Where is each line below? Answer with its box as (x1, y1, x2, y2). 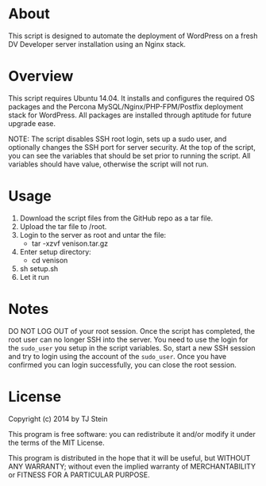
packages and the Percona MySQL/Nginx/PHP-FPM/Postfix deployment (8, 101, 244, 111)
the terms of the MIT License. (8, 438, 105, 447)
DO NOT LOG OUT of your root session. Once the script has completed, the (8, 326, 256, 335)
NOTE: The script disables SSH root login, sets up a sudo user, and (8, 134, 227, 144)
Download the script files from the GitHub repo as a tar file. (19, 213, 214, 223)
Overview (8, 67, 74, 86)
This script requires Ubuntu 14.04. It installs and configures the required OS (8, 93, 256, 103)
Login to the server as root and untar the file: (19, 230, 167, 239)
